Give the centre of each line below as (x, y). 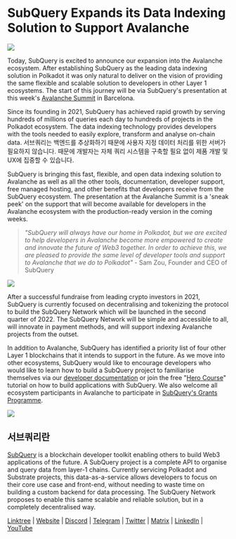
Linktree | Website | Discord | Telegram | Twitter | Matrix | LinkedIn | (105, 520)
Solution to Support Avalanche (98, 28)
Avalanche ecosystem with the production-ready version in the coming (110, 211)
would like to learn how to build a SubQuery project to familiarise (101, 370)
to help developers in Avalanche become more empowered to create (124, 240)
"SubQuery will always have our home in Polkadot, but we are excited (125, 232)
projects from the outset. (43, 334)
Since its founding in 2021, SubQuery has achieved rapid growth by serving (116, 111)
